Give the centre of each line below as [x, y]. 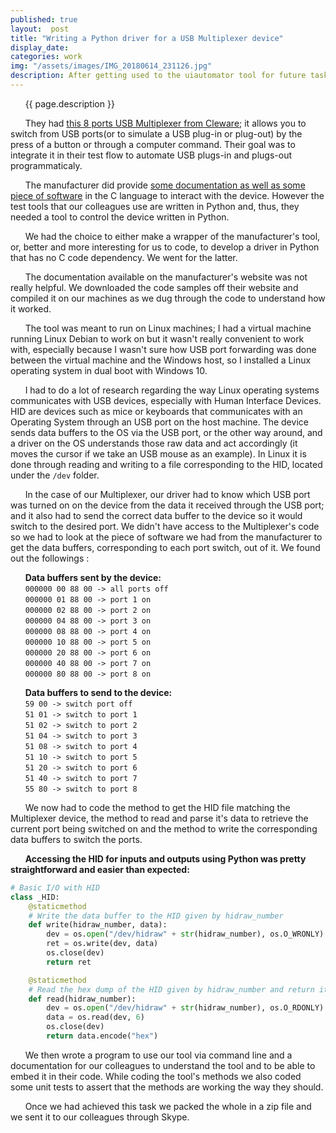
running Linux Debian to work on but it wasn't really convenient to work [157, 338]
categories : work [46, 57]
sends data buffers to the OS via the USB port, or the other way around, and [166, 432]
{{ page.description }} [69, 103]
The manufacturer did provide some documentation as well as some [165, 185]
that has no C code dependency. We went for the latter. [124, 257]
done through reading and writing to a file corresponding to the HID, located [166, 464]
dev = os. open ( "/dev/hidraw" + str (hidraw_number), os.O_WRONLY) [185, 934]
